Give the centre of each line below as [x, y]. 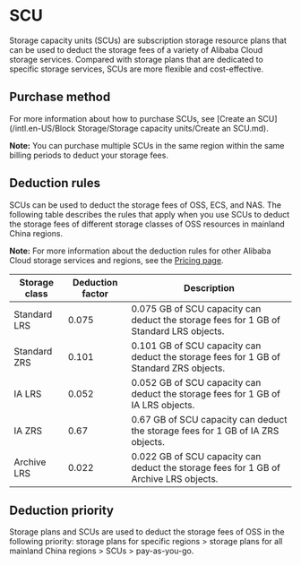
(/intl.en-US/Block [43, 128]
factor [95, 294]
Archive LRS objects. [175, 478]
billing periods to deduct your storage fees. [89, 155]
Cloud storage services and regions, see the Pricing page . [116, 260]
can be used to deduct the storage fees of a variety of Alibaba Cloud [136, 49]
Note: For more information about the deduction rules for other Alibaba [140, 251]
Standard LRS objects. [178, 330]
